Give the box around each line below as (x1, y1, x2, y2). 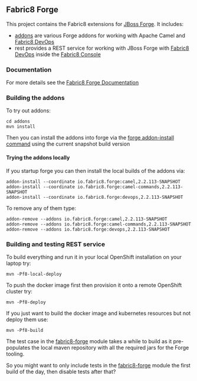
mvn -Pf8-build (6, 327, 44, 333)
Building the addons (6, 94, 65, 102)
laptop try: (6, 260, 31, 267)
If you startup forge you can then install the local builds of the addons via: (6, 167, 185, 174)
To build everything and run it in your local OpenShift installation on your (6, 253, 182, 260)
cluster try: (6, 288, 32, 295)
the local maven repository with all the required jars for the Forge (31, 344, 189, 351)
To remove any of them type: (6, 204, 77, 212)
